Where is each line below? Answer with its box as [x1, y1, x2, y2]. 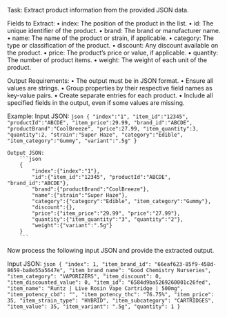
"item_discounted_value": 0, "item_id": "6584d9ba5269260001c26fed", [7, 279, 212, 286]
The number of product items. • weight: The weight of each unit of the [7, 56, 208, 64]
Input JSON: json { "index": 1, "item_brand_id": [7, 260, 152, 268]
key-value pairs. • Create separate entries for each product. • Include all [7, 91, 213, 99]
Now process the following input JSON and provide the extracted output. [7, 247, 215, 254]
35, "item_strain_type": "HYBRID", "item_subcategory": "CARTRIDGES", [7, 297, 215, 304]
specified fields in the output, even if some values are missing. [7, 99, 185, 106]
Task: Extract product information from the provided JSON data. [7, 6, 190, 14]
